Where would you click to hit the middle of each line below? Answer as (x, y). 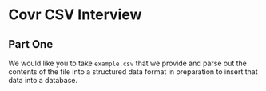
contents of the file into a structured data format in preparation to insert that (133, 72)
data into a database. (43, 80)
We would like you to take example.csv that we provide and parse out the (128, 63)
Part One (31, 44)
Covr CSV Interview (75, 15)
